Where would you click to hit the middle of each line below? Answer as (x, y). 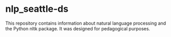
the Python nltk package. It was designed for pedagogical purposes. (78, 28)
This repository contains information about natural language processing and (86, 23)
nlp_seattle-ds (37, 9)
